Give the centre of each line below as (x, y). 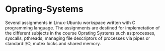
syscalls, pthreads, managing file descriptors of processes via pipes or (78, 38)
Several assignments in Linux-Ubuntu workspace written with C (70, 23)
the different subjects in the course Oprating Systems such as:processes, (80, 33)
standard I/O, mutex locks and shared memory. (53, 43)
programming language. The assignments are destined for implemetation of (82, 27)
